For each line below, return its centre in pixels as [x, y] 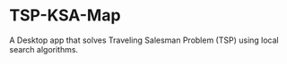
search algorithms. [44, 49]
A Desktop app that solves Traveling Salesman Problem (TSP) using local [144, 40]
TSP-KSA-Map [65, 16]
